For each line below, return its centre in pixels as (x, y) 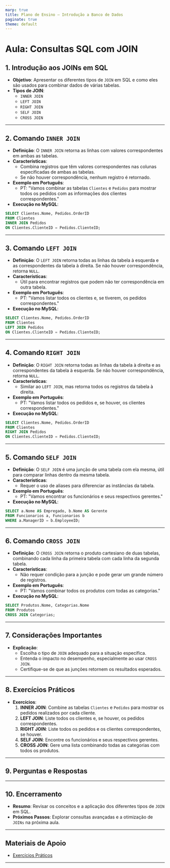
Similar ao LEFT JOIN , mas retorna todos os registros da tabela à (87, 386)
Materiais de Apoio (36, 843)
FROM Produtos (20, 610)
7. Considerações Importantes (54, 635)
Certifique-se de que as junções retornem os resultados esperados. (91, 669)
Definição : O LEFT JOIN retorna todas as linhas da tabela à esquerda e (86, 260)
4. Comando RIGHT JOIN (43, 353)
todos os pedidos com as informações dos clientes (73, 193)
